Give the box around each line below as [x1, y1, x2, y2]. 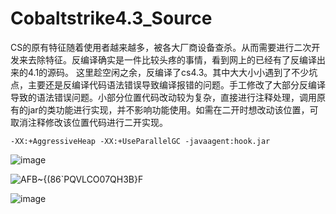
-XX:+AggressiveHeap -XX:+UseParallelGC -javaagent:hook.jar [10, 136, 271, 146]
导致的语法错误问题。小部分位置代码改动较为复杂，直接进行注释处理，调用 [10, 91, 317, 103]
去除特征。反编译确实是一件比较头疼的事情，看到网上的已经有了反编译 [27, 53, 317, 66]
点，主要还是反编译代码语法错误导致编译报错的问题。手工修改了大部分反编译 [10, 78, 326, 91]
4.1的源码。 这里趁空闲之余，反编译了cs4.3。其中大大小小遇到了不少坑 [27, 66, 318, 78]
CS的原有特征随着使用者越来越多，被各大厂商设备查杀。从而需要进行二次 [10, 41, 312, 53]
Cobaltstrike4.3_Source [10, 7, 213, 30]
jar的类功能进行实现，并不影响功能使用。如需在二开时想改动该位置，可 [27, 103, 319, 116]
